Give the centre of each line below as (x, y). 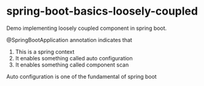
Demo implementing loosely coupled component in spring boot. (87, 28)
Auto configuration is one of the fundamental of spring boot (82, 76)
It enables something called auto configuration (74, 58)
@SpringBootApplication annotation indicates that (70, 40)
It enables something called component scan (72, 65)
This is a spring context (45, 52)
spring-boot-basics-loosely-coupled (102, 11)
